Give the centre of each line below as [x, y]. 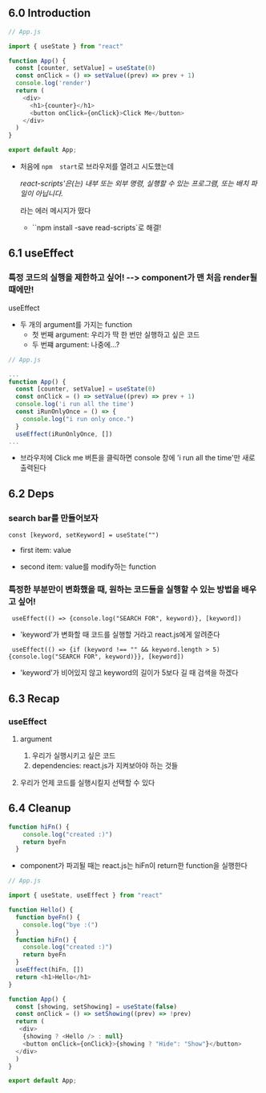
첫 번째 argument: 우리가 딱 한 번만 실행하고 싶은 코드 [116, 334]
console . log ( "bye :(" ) [60, 925]
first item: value [46, 551]
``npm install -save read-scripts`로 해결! [97, 227]
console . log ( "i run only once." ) [79, 419]
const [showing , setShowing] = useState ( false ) [97, 1007]
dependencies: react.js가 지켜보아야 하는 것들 [105, 766]
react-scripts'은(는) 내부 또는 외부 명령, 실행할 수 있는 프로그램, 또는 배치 [134, 183]
